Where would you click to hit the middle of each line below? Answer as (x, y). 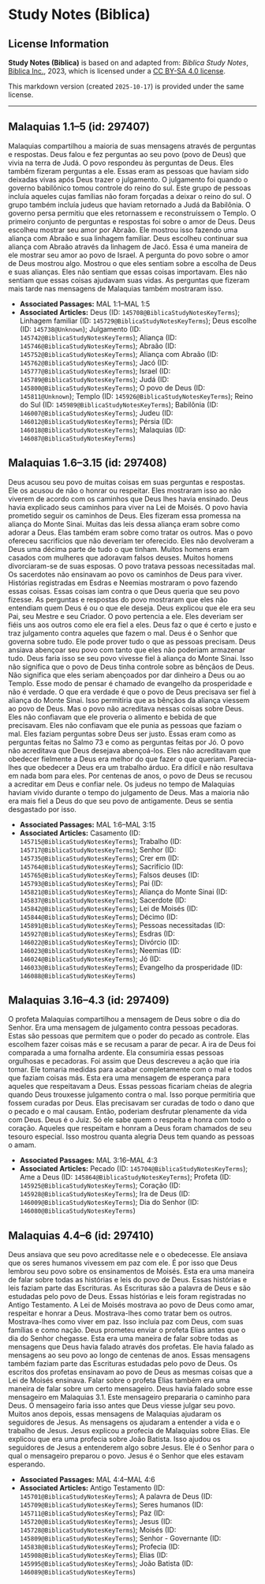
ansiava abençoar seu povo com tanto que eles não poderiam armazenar (127, 650)
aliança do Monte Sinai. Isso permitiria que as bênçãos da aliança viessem (129, 700)
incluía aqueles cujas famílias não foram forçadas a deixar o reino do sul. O (130, 196)
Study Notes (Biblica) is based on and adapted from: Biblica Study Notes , (129, 62)
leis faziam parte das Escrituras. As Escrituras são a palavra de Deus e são (129, 1288)
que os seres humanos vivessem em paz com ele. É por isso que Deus (123, 1263)
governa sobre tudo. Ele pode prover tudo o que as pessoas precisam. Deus (132, 641)
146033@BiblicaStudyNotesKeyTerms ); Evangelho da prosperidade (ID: (131, 967)
